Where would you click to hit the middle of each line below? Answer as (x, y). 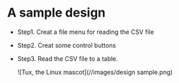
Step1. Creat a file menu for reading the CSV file (86, 32)
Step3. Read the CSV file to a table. (67, 58)
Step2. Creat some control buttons (67, 45)
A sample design (57, 13)
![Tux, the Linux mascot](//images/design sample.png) (95, 72)
